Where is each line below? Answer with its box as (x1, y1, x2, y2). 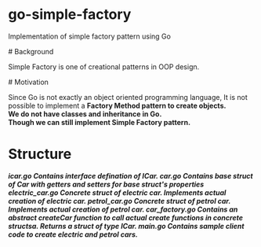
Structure (8, 146, 72, 163)
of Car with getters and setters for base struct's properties (8, 179, 205, 189)
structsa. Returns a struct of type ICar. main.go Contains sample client (8, 221, 245, 230)
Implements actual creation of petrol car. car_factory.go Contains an (8, 205, 238, 214)
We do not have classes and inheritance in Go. (8, 109, 162, 119)
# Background (8, 46, 54, 56)
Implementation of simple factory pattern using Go (8, 31, 171, 41)
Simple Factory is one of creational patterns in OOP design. (8, 61, 200, 72)
